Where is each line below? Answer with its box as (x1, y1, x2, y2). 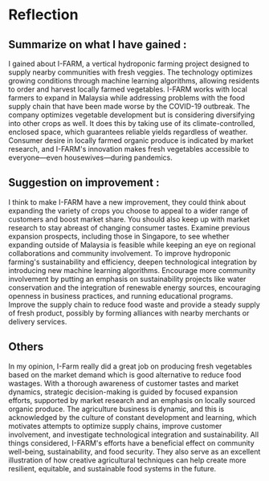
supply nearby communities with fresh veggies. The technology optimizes (8, 67, 253, 77)
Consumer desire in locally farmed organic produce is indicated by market (8, 136, 254, 145)
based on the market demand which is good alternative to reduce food (8, 369, 242, 379)
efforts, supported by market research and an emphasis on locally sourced (8, 395, 255, 405)
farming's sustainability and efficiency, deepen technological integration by (8, 257, 257, 267)
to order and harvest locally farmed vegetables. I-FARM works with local (8, 84, 247, 94)
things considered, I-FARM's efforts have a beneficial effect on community (8, 438, 255, 447)
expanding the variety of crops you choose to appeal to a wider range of (8, 206, 249, 215)
